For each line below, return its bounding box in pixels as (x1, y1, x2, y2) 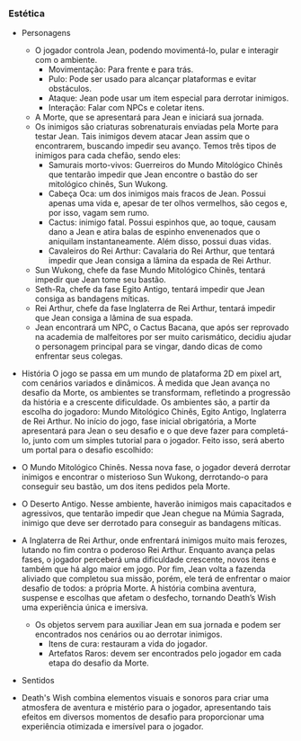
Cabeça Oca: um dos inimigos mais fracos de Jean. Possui (48, 188, 267, 200)
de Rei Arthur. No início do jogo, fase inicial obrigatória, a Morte (21, 416, 257, 427)
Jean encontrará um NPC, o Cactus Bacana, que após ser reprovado (34, 322, 289, 333)
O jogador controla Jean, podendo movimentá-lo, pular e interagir (34, 45, 279, 56)
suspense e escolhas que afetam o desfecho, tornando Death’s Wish (21, 593, 276, 603)
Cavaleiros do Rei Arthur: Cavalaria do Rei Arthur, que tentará (48, 246, 276, 256)
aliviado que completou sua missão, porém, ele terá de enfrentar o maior (21, 574, 291, 585)
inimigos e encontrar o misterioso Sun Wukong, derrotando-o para (21, 471, 269, 483)
